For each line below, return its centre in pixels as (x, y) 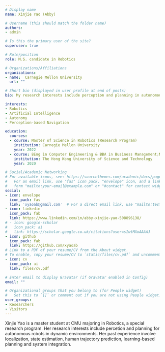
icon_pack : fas (25, 200)
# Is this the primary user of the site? (48, 41)
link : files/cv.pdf (29, 268)
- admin (13, 32)
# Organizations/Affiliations (36, 68)
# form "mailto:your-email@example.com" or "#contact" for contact (78, 186)
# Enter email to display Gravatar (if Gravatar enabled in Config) (77, 277)
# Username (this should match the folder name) (56, 23)
